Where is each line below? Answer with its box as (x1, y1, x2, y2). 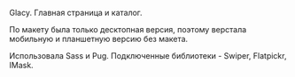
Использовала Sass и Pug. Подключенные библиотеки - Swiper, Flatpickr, (9, 51, 287, 60)
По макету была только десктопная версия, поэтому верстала (9, 24, 247, 34)
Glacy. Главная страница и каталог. (9, 8, 144, 17)
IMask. (9, 60, 34, 70)
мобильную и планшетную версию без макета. (9, 34, 189, 44)
